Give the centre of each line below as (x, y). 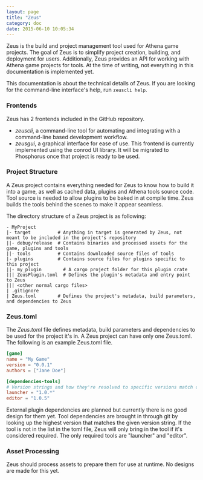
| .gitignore (23, 291)
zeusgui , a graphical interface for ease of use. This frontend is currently (105, 143)
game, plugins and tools (37, 248)
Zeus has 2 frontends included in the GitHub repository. (76, 119)
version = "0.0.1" (29, 365)
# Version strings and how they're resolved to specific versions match (100, 387)
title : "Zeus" (24, 18)
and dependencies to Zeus (39, 301)
